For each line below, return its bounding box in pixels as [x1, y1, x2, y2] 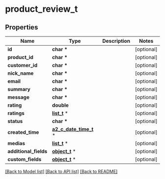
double [52, 102, 69, 109]
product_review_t [5, 3, 78, 15]
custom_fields [7, 156, 42, 163]
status [7, 118, 23, 124]
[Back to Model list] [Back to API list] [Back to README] [5, 169, 118, 174]
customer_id [7, 62, 38, 68]
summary [7, 86, 30, 92]
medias [7, 140, 26, 147]
